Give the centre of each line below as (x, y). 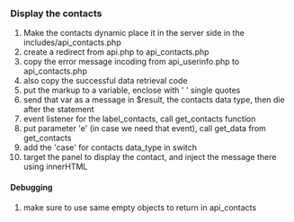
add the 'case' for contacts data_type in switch (110, 147)
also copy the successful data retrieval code (105, 81)
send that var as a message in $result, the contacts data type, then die (154, 100)
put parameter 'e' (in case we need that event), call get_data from (144, 129)
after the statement (58, 110)
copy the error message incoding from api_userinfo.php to (131, 62)
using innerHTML (55, 167)
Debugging (31, 187)
